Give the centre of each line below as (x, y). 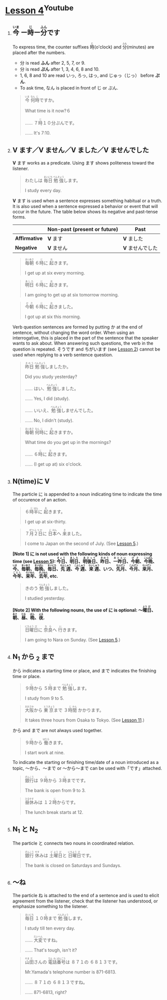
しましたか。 (58, 367)
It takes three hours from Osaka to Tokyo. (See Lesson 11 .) (84, 720)
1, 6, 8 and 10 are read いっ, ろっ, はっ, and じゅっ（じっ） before (87, 75)
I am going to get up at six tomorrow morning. (72, 295)
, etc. (53, 576)
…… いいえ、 (38, 410)
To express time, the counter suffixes (50, 47)
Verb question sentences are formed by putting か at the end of (78, 327)
